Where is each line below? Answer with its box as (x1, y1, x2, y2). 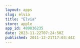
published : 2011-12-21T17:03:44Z (5, 35, 75, 40)
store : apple (5, 21, 32, 26)
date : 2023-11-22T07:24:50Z (5, 30, 64, 35)
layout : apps (5, 7, 32, 12)
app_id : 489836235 (5, 26, 43, 31)
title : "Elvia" (5, 16, 37, 21)
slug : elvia (5, 12, 30, 17)
